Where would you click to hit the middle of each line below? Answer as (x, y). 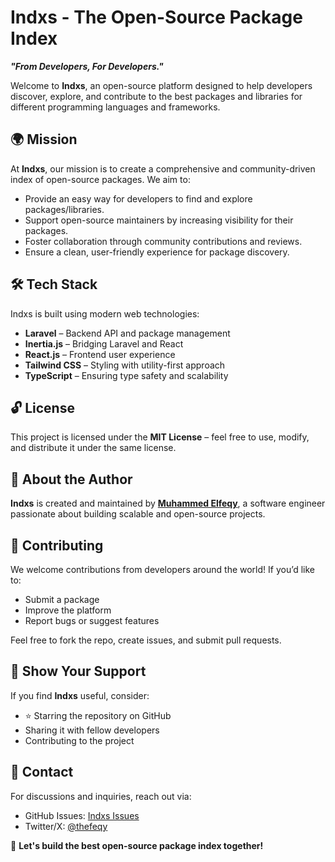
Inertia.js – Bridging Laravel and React (104, 343)
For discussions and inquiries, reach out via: (101, 796)
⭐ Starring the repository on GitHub (98, 715)
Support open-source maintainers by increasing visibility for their (159, 220)
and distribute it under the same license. (93, 448)
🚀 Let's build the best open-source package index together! (137, 845)
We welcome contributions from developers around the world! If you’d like (162, 569)
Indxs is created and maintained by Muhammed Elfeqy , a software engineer (168, 503)
